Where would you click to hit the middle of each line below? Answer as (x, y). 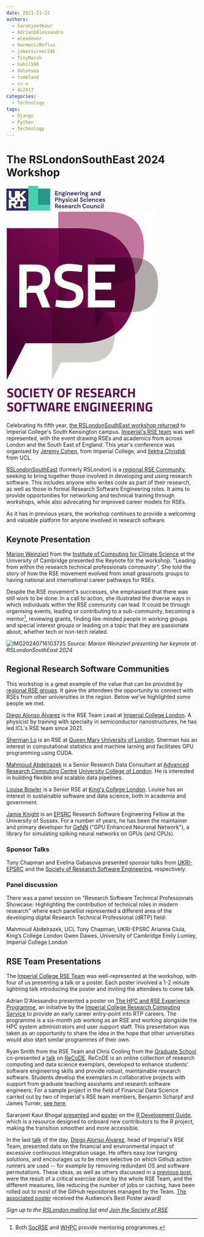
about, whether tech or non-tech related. (57, 631)
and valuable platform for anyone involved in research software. (86, 520)
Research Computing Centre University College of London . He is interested (100, 771)
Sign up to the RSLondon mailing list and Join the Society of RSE (87, 1210)
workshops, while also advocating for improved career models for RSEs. (97, 502)
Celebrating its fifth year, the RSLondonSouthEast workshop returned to (96, 425)
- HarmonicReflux (34, 45)
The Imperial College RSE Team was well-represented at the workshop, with (101, 976)
